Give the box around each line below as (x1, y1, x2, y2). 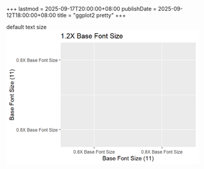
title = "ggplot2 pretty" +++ (57, 12, 126, 19)
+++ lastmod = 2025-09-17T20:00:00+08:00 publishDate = (6, 5, 157, 12)
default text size (6, 24, 47, 30)
